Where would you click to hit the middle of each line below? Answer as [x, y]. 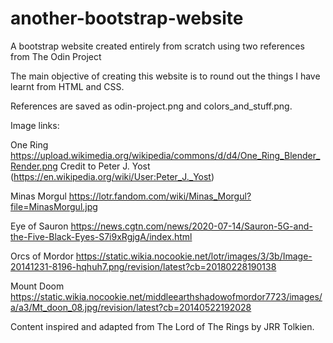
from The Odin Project [56, 56]
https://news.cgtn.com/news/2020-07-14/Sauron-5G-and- [191, 226]
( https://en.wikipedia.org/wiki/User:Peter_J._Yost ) [112, 176]
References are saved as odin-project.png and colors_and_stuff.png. [151, 106]
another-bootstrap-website [127, 18]
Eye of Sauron [39, 226]
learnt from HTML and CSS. [67, 86]
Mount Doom [37, 286]
